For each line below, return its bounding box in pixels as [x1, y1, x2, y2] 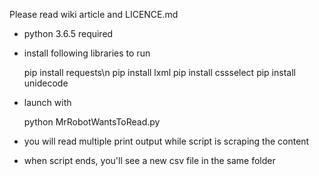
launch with [23, 97, 72, 108]
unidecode [23, 77, 69, 89]
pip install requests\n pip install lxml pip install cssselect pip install [23, 67, 296, 78]
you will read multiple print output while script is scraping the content [23, 135, 310, 147]
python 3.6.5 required [23, 28, 114, 39]
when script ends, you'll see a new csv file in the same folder [23, 155, 276, 166]
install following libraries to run [23, 47, 151, 59]
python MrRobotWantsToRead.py [23, 116, 161, 128]
